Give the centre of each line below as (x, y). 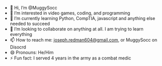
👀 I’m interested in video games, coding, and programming (70, 13)
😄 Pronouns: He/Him (32, 52)
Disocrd (18, 47)
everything (21, 34)
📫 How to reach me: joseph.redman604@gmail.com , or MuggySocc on (83, 40)
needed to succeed (30, 23)
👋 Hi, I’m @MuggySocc (33, 8)
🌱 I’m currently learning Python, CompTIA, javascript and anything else (82, 18)
